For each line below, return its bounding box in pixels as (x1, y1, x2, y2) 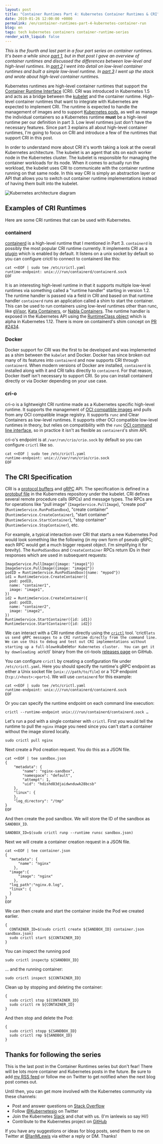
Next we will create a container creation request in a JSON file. (5, 839, 131, 845)
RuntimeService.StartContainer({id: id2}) (5, 621, 92, 626)
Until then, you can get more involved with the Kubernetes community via (5, 1088, 152, 1094)
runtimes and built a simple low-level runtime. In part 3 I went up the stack (5, 68, 154, 74)
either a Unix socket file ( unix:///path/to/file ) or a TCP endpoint (5, 669, 137, 675)
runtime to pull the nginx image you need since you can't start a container (5, 723, 153, 729)
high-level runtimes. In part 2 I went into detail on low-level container (5, 63, 143, 69)
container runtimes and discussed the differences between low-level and (5, 58, 151, 64)
